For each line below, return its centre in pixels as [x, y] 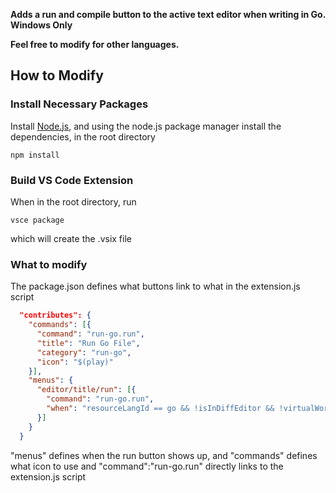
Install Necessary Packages [79, 104]
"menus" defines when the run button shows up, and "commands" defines [164, 455]
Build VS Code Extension [72, 180]
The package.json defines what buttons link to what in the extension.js [155, 286]
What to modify [49, 264]
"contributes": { [55, 315]
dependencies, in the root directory [83, 136]
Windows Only [41, 25]
